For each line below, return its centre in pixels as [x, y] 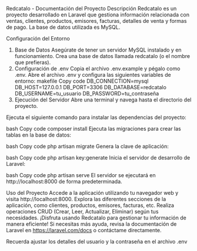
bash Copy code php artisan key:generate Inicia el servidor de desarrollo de [98, 157]
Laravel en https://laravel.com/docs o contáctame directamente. [84, 230]
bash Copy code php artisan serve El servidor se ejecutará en [81, 175]
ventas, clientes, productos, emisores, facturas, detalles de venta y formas [96, 21]
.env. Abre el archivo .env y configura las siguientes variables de [93, 75]
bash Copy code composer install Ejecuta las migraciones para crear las [94, 129]
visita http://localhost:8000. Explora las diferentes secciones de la [86, 199]
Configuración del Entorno [38, 38]
